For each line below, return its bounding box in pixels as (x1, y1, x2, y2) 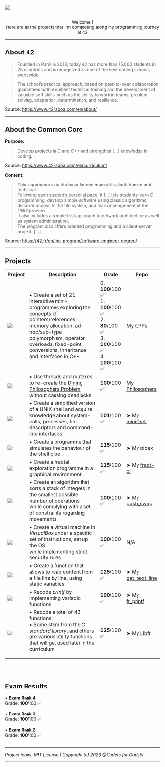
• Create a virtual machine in (29, 524, 96, 530)
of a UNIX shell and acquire (29, 406, 93, 413)
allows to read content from (29, 568, 93, 575)
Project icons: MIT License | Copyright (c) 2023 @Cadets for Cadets (5, 752, 144, 758)
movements (29, 516, 57, 523)
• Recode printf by (29, 589, 72, 596)
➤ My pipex (126, 445, 153, 451)
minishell (126, 418, 147, 425)
